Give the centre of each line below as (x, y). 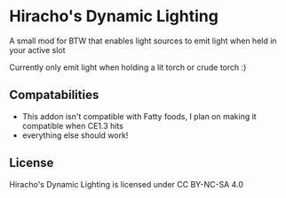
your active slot (37, 49)
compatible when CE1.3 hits (73, 126)
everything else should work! (75, 135)
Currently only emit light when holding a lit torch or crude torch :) (128, 67)
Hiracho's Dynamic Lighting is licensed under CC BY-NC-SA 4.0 (127, 184)
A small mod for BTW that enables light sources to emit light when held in (143, 41)
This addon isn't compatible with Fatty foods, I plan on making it (139, 116)
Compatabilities (54, 95)
